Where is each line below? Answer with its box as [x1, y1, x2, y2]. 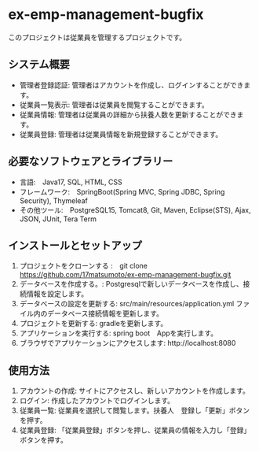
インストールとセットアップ [8, 239, 143, 252]
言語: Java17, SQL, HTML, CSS [19, 177, 123, 187]
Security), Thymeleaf [19, 195, 88, 206]
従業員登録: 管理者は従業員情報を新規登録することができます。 [19, 129, 223, 139]
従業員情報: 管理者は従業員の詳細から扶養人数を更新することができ [19, 109, 237, 119]
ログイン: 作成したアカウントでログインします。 [19, 396, 175, 406]
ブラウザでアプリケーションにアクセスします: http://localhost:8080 [19, 339, 236, 348]
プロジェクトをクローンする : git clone [19, 261, 148, 271]
